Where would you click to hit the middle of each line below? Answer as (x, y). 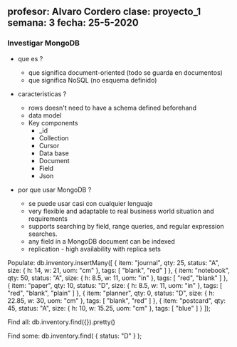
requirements (48, 218)
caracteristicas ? (42, 94)
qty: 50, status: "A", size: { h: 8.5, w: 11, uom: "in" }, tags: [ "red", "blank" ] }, (118, 278)
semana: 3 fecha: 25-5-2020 (73, 23)
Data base (54, 153)
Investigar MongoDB (44, 43)
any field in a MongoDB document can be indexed (102, 241)
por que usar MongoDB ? (54, 190)
